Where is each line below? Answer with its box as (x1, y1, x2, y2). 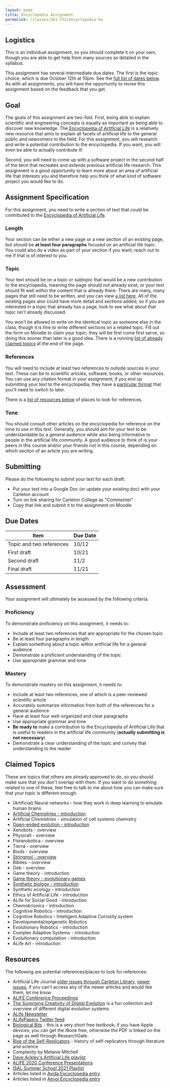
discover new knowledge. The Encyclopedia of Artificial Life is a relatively (5, 125, 159, 131)
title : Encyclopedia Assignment (5, 12, 73, 17)
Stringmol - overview (12, 853, 57, 860)
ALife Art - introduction (12, 940, 61, 947)
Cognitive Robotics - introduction (12, 908, 82, 914)
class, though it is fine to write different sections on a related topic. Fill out (5, 324, 159, 331)
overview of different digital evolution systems (12, 1006, 109, 1012)
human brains (12, 805, 41, 811)
